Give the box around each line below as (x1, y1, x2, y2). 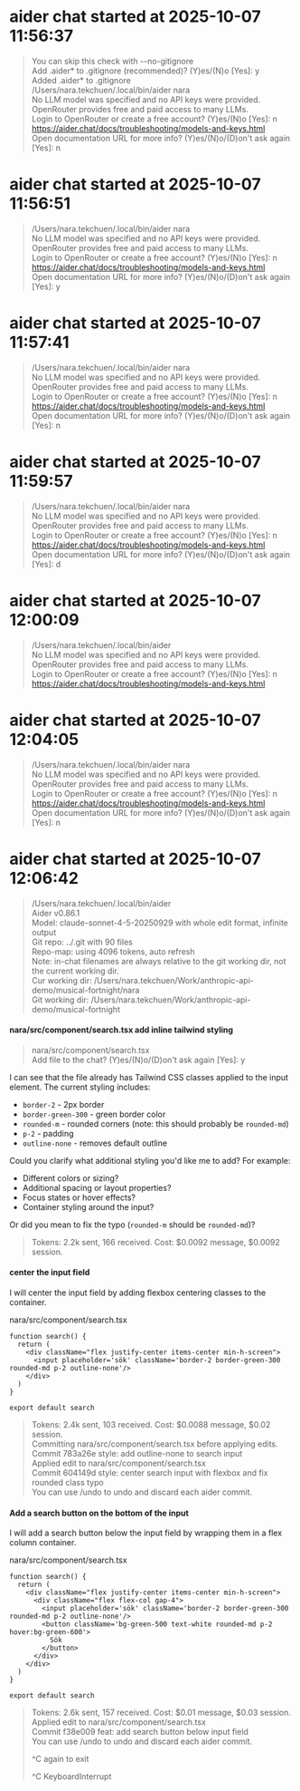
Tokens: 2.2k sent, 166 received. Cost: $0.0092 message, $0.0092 (31, 1236, 280, 1247)
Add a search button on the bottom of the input (9, 1507, 190, 1518)
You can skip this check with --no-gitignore (31, 55, 194, 66)
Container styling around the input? (22, 1201, 155, 1212)
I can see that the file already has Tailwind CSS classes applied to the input (9, 1071, 289, 1082)
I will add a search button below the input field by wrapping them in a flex (9, 1527, 283, 1538)
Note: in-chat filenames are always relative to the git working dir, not (31, 955, 286, 966)
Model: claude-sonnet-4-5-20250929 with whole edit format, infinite (31, 917, 289, 928)
